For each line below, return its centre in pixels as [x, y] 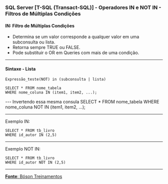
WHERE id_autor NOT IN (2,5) [35, 162]
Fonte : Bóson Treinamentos [34, 176]
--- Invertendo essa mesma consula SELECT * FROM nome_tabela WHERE [82, 102]
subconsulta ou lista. [34, 42]
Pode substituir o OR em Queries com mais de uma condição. [76, 53]
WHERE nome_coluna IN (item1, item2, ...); [51, 92]
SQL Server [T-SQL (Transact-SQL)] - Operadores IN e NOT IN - [83, 7]
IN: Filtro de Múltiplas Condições [40, 25]
